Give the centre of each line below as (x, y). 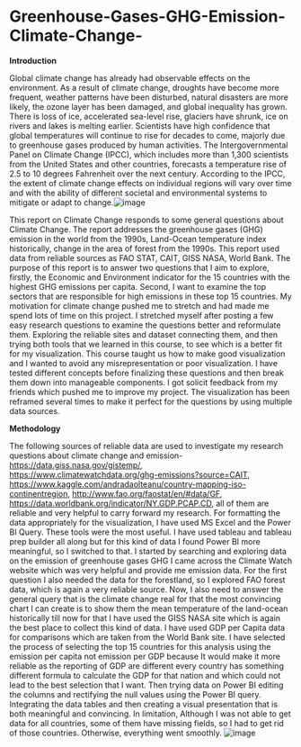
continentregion (39, 493)
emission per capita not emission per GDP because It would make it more (145, 656)
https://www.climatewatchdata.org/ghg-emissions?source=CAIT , (129, 474)
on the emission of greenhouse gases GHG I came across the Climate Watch (151, 561)
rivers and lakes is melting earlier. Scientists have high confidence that (140, 126)
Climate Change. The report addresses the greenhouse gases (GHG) (136, 229)
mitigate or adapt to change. (62, 202)
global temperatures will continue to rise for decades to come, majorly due (147, 135)
